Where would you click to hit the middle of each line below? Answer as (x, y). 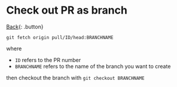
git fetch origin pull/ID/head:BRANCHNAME (60, 37)
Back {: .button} (25, 27)
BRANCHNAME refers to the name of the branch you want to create (93, 66)
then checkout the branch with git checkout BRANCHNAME (75, 78)
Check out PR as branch (67, 10)
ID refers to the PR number (48, 60)
